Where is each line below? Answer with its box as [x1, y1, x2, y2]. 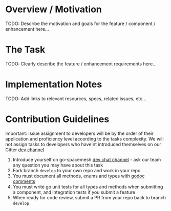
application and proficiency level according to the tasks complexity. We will [5, 135, 164, 142]
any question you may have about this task [12, 162, 103, 168]
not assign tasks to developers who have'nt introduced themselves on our [5, 141, 161, 147]
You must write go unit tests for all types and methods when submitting [12, 183, 163, 190]
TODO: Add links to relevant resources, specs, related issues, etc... [5, 96, 147, 102]
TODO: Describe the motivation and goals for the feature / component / [5, 20, 156, 27]
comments [12, 178, 35, 184]
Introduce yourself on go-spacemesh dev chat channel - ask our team [12, 156, 161, 162]
